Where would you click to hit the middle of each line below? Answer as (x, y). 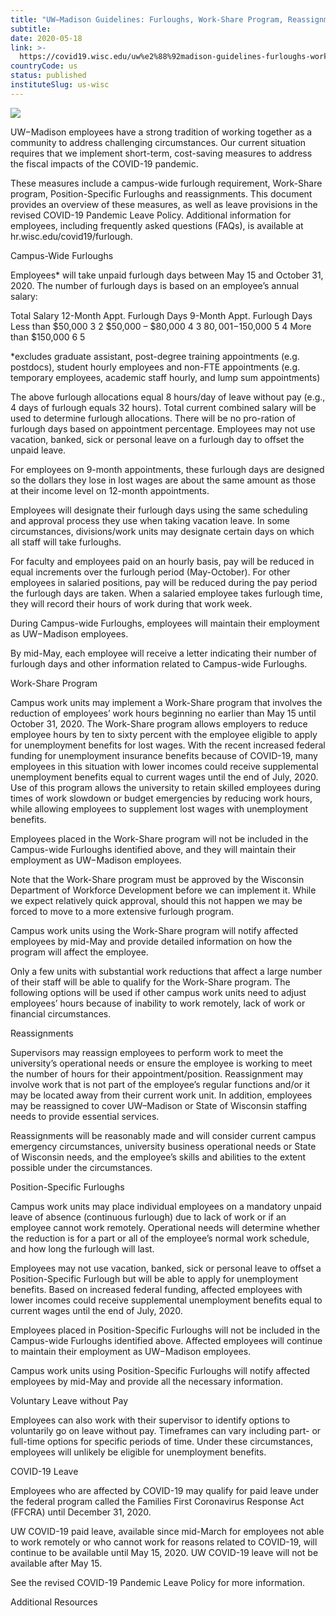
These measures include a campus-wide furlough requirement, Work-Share (166, 183)
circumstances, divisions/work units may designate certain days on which (162, 531)
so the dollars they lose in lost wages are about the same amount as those (163, 480)
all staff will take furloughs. (66, 542)
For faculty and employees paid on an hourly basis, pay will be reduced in (162, 561)
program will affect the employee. (79, 952)
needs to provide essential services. (85, 1116)
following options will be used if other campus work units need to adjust (158, 992)
